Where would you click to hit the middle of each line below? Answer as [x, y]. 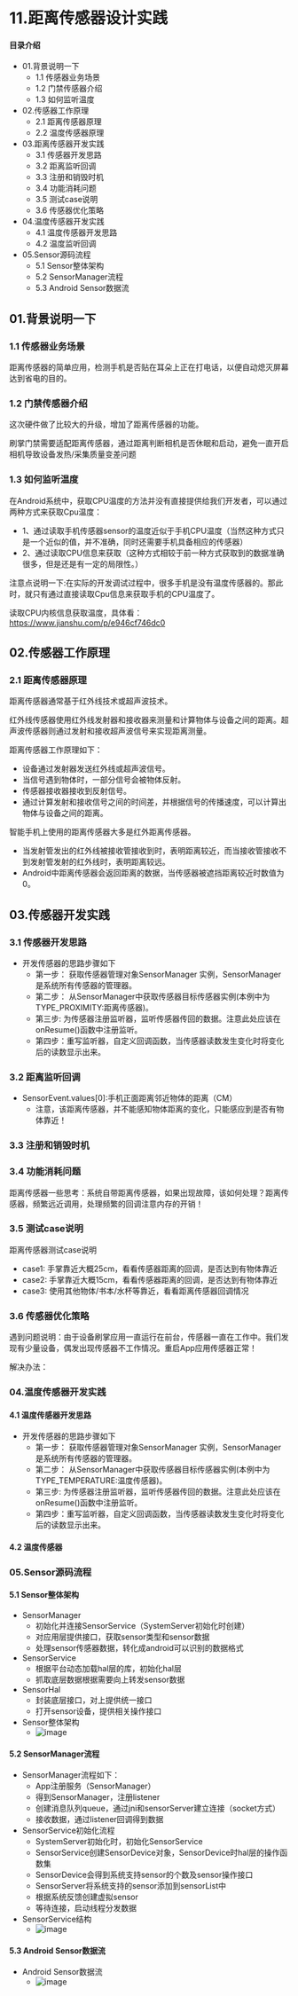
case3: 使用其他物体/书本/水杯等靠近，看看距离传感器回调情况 [136, 1291]
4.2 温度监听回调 [66, 244]
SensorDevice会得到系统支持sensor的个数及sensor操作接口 [144, 1875]
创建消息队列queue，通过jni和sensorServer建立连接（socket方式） [158, 1808]
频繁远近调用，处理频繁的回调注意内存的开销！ [118, 1204]
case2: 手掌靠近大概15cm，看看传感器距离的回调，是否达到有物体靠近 [150, 1279]
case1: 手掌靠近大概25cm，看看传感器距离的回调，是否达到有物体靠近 [149, 1269]
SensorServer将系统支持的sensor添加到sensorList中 [130, 1886]
